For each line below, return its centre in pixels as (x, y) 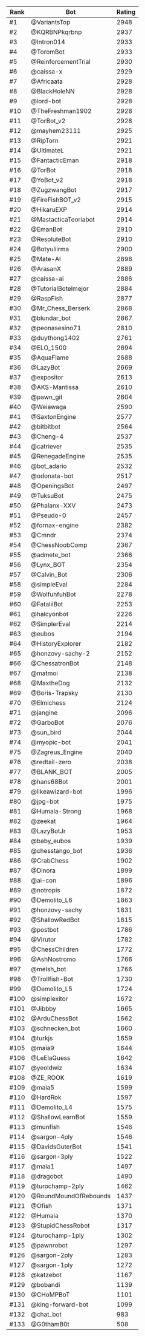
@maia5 (43, 1087)
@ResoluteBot (51, 239)
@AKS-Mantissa (55, 387)
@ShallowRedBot (56, 920)
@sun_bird (46, 732)
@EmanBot (47, 229)
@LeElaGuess (51, 1058)
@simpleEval (49, 584)
